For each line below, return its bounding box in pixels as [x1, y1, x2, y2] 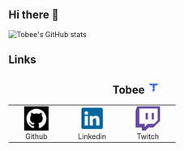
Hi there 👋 [8, 8, 59, 22]
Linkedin [78, 131, 107, 141]
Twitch [136, 131, 160, 141]
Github [25, 131, 48, 141]
